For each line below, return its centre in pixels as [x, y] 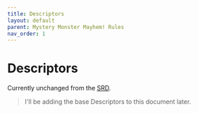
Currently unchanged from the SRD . [59, 88]
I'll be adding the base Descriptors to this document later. [108, 102]
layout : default [31, 20]
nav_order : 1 [26, 34]
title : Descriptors [36, 14]
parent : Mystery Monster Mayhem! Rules [66, 27]
